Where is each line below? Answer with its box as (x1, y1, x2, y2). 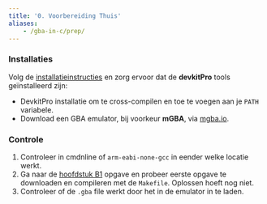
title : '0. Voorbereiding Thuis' (8, 11, 122, 20)
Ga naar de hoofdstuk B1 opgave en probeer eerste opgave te (19, 169, 227, 179)
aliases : (8, 19, 38, 28)
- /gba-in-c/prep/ (23, 27, 85, 35)
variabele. (19, 104, 54, 114)
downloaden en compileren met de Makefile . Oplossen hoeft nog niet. (19, 177, 254, 187)
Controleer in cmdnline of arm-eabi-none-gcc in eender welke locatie (19, 151, 249, 162)
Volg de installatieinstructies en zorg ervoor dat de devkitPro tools (8, 72, 231, 82)
